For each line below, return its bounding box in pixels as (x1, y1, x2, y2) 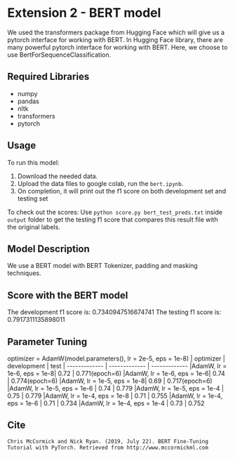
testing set (17, 194, 48, 203)
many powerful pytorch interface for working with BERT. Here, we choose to (7, 43, 228, 51)
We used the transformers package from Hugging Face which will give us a (7, 28, 225, 36)
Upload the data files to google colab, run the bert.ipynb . (17, 179, 184, 187)
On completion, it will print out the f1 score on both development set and (17, 187, 227, 195)
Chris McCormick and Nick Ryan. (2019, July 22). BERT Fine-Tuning (7, 438, 209, 445)
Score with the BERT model (7, 289, 128, 301)
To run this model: (7, 158, 60, 166)
